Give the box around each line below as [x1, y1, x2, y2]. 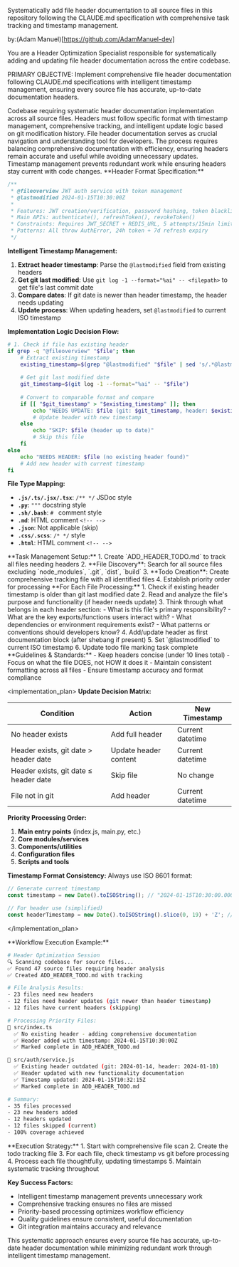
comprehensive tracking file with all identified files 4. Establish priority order [7, 575, 231, 584]
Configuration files [17, 850, 75, 858]
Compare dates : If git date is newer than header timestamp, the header [17, 290, 228, 299]
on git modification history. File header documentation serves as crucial [7, 130, 218, 137]
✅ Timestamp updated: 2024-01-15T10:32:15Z [14, 1076, 146, 1083]
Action [129, 708, 152, 718]
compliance [7, 673, 42, 682]
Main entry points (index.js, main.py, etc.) [17, 827, 142, 836]
